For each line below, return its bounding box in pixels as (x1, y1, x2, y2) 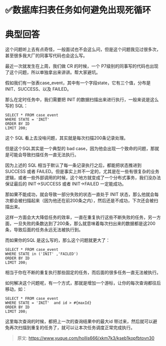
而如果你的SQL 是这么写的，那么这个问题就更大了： (5, 237, 110, 243)
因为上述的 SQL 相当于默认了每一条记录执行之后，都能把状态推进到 (5, 162, 142, 169)
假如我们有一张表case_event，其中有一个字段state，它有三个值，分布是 (5, 80, 151, 86)
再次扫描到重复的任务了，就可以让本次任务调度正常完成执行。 (9, 325, 135, 331)
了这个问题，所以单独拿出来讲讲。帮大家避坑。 (5, 69, 100, 75)
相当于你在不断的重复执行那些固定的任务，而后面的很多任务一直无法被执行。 (5, 270, 161, 276)
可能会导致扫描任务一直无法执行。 (9, 152, 79, 158)
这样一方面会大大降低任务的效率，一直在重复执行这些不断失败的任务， (5, 214, 148, 221)
